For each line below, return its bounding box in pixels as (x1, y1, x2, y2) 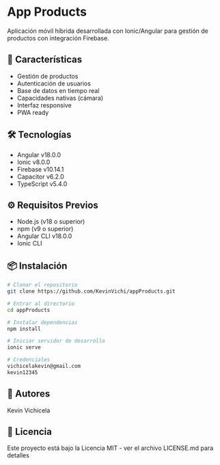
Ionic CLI (16, 239, 42, 248)
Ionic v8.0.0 (16, 158, 51, 166)
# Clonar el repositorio (7, 282, 78, 289)
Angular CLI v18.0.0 (16, 232, 72, 240)
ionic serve (7, 344, 41, 351)
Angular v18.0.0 (16, 150, 61, 159)
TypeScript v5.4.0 (16, 179, 68, 188)
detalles (7, 451, 29, 460)
